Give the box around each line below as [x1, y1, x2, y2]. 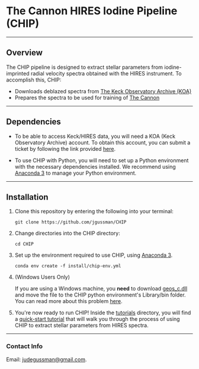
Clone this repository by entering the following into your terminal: [14, 208, 174, 215]
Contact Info [6, 342, 43, 351]
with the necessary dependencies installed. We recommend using [14, 163, 176, 170]
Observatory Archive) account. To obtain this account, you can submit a [14, 138, 191, 146]
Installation [6, 192, 49, 202]
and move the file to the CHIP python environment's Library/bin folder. [14, 291, 186, 298]
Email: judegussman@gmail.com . [6, 355, 87, 363]
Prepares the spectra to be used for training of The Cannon [14, 94, 160, 101]
